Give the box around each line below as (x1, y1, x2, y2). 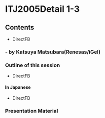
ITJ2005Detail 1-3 (5, 3, 80, 15)
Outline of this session (5, 62, 60, 69)
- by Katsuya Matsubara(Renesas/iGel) (5, 48, 101, 55)
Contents (5, 23, 35, 32)
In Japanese (5, 84, 31, 90)
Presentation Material (5, 108, 58, 115)
